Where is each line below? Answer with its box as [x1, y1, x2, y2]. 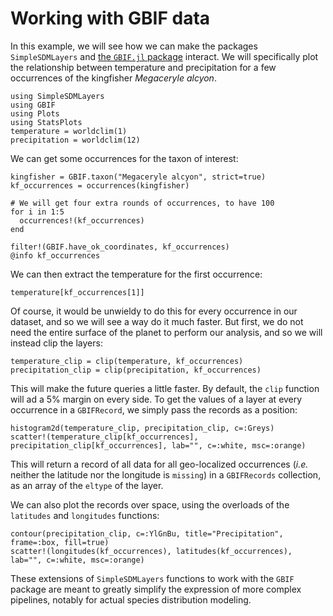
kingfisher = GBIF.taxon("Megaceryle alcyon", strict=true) [10, 172, 267, 182]
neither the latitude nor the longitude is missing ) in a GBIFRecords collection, [10, 468, 322, 481]
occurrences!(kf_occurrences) [19, 215, 145, 226]
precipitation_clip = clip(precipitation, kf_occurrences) [10, 365, 262, 375]
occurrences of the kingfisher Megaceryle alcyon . [10, 72, 217, 84]
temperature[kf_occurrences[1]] [10, 287, 145, 297]
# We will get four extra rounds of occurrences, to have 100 [10, 198, 275, 208]
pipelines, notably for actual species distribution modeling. [10, 593, 252, 606]
